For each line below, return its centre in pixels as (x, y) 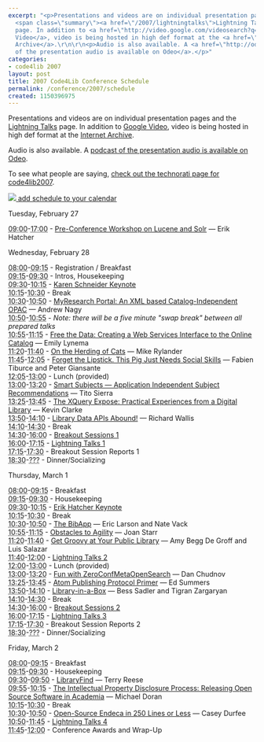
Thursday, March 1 (38, 475)
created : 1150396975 (42, 96)
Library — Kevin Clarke (45, 410)
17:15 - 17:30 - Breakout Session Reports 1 (74, 452)
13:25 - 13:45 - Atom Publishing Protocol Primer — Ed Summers (109, 582)
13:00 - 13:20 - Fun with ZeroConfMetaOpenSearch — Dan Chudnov (117, 574)
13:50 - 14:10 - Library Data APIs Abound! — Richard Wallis (101, 419)
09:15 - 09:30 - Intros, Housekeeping (66, 276)
